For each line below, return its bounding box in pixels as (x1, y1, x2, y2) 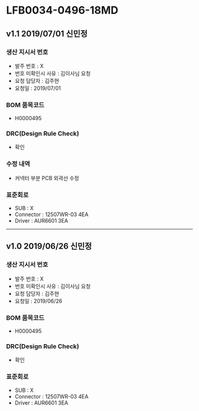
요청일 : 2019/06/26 (14, 297, 62, 304)
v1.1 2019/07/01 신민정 (6, 28, 88, 38)
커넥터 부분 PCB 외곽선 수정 (14, 174, 79, 181)
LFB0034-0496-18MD (6, 4, 118, 17)
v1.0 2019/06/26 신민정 (6, 241, 92, 252)
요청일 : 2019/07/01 (14, 84, 61, 92)
